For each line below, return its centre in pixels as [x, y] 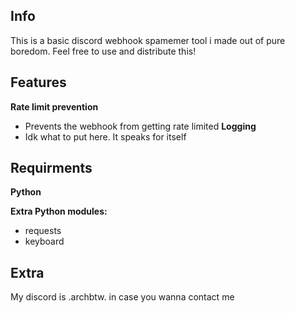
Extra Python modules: [59, 211]
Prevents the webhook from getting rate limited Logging [140, 126]
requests [43, 231]
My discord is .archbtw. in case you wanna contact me [122, 297]
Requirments [51, 168]
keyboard [44, 241]
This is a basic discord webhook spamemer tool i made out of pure [148, 40]
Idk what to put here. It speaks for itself [105, 136]
